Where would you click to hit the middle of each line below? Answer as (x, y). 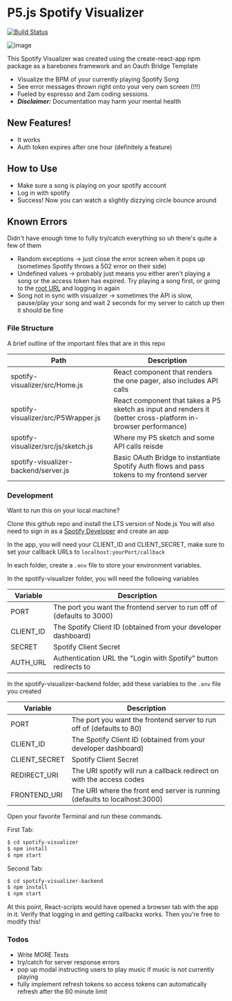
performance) (165, 426)
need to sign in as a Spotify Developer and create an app (88, 531)
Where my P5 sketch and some (164, 438)
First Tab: (21, 829)
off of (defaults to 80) (107, 728)
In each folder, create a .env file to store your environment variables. (105, 565)
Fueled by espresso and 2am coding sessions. (83, 94)
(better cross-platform (151, 418)
